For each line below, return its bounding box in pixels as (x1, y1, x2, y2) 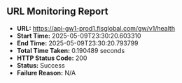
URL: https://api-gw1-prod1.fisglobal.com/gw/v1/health (16, 24, 176, 32)
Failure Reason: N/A (16, 68, 76, 77)
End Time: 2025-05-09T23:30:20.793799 (16, 38, 139, 47)
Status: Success (16, 61, 65, 69)
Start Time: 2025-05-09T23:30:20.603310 (16, 31, 141, 40)
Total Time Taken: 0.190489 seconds (16, 46, 125, 54)
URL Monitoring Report (6, 6, 109, 17)
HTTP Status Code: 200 (16, 54, 87, 62)
